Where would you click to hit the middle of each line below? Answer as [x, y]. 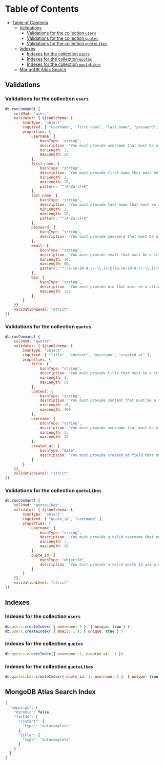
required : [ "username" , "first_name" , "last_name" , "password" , [91, 127]
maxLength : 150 [55, 291]
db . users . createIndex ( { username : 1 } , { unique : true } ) [68, 627]
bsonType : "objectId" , [63, 560]
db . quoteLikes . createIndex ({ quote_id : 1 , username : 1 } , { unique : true [82, 677]
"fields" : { [26, 717]
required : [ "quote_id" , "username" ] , [63, 519]
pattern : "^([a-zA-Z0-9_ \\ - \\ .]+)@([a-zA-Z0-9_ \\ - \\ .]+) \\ [101, 269]
